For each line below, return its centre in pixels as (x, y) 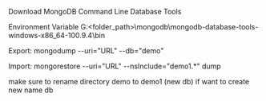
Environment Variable (44, 27)
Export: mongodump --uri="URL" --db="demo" (86, 50)
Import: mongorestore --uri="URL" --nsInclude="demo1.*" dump (115, 66)
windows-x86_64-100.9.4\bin (57, 35)
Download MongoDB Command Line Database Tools (95, 12)
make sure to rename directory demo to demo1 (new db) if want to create (129, 82)
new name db (31, 90)
